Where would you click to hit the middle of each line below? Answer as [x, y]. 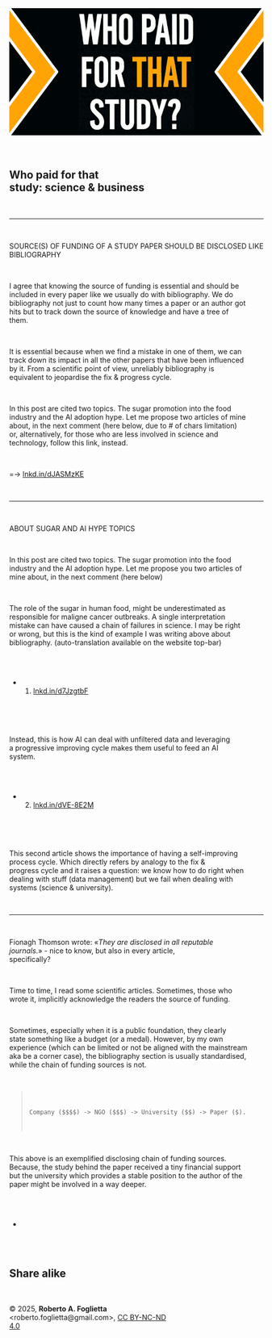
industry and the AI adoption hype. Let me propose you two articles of [126, 568]
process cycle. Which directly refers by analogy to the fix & [107, 862]
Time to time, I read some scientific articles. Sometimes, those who [121, 990]
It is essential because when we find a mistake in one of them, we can [126, 351]
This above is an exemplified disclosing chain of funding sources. [118, 1158]
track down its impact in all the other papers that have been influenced [127, 360]
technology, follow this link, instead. [69, 442]
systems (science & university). [61, 887]
